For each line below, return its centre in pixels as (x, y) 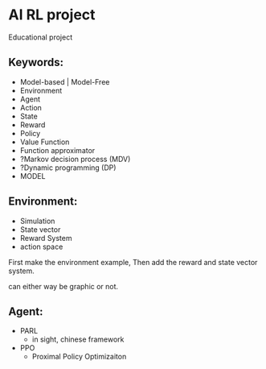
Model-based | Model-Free (65, 81)
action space (41, 247)
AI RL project (52, 15)
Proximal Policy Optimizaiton (79, 357)
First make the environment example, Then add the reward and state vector (133, 262)
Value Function (45, 142)
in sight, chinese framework (78, 339)
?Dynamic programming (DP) (68, 168)
